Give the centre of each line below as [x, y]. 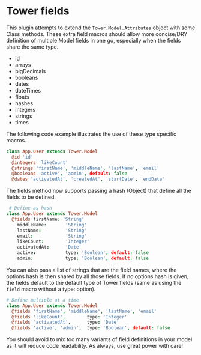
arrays [23, 65]
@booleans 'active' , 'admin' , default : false [70, 174]
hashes [24, 103]
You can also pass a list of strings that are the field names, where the [91, 270]
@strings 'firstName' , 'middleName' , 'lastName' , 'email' [86, 168]
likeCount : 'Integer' [53, 241]
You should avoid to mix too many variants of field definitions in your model [99, 339]
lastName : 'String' [52, 230]
